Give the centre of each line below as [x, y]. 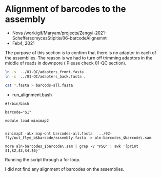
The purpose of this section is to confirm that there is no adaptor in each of [81, 53]
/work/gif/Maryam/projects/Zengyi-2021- [66, 33]
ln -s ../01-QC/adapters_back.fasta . [46, 77]
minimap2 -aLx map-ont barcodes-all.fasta [49, 133]
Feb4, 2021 [23, 43]
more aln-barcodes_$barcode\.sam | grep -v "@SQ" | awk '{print [72, 146]
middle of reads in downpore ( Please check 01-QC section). [66, 63]
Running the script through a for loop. [43, 159]
